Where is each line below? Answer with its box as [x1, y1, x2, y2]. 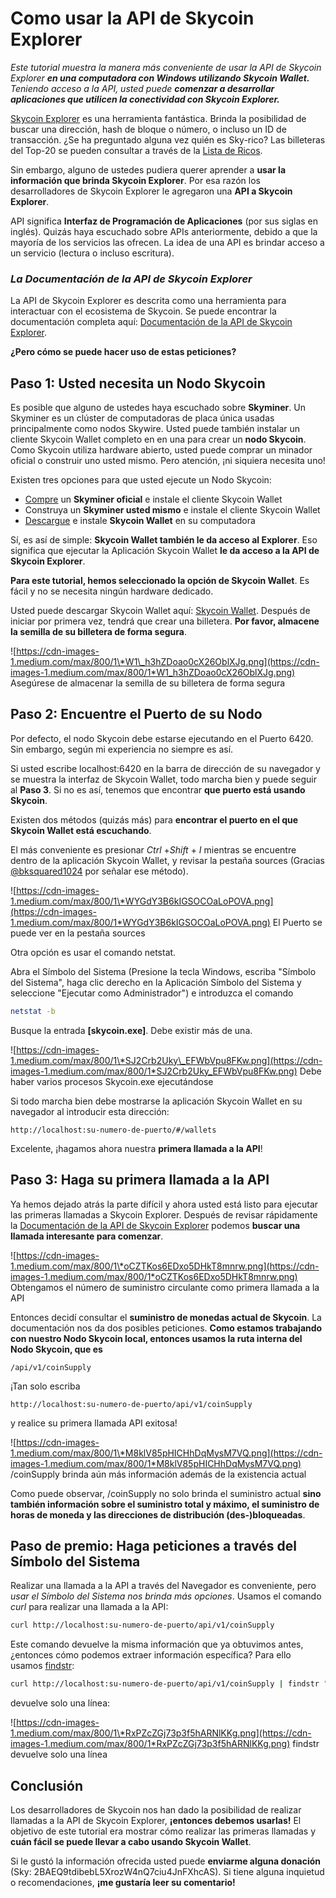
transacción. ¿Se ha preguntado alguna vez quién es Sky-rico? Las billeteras [10, 133, 326, 146]
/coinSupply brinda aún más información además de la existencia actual [10, 1468, 307, 1480]
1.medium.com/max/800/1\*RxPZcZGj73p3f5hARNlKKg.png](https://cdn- [10, 1727, 312, 1739]
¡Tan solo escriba [10, 1380, 81, 1392]
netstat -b [10, 1006, 56, 1016]
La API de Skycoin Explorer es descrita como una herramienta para [10, 295, 287, 307]
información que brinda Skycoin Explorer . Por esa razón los [10, 174, 261, 186]
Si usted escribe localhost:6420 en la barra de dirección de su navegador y [10, 762, 321, 774]
